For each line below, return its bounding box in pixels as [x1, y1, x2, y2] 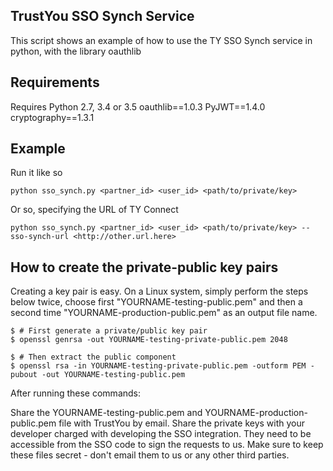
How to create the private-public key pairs [10, 259, 279, 276]
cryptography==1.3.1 [10, 111, 95, 123]
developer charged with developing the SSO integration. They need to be [10, 428, 312, 440]
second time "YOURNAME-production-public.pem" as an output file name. [10, 307, 318, 319]
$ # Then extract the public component [10, 352, 177, 363]
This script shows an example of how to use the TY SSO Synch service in [10, 34, 313, 46]
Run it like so [10, 167, 63, 179]
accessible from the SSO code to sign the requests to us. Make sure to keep [10, 439, 324, 451]
